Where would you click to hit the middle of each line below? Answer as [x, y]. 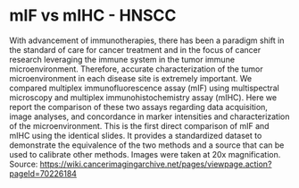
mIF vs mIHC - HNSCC [93, 16]
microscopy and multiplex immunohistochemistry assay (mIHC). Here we [143, 97]
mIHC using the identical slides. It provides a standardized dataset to [136, 135]
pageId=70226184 [43, 173]
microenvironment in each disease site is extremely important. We [131, 78]
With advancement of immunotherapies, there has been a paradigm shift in [147, 40]
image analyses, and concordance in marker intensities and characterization [149, 116]
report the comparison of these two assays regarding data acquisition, [138, 107]
